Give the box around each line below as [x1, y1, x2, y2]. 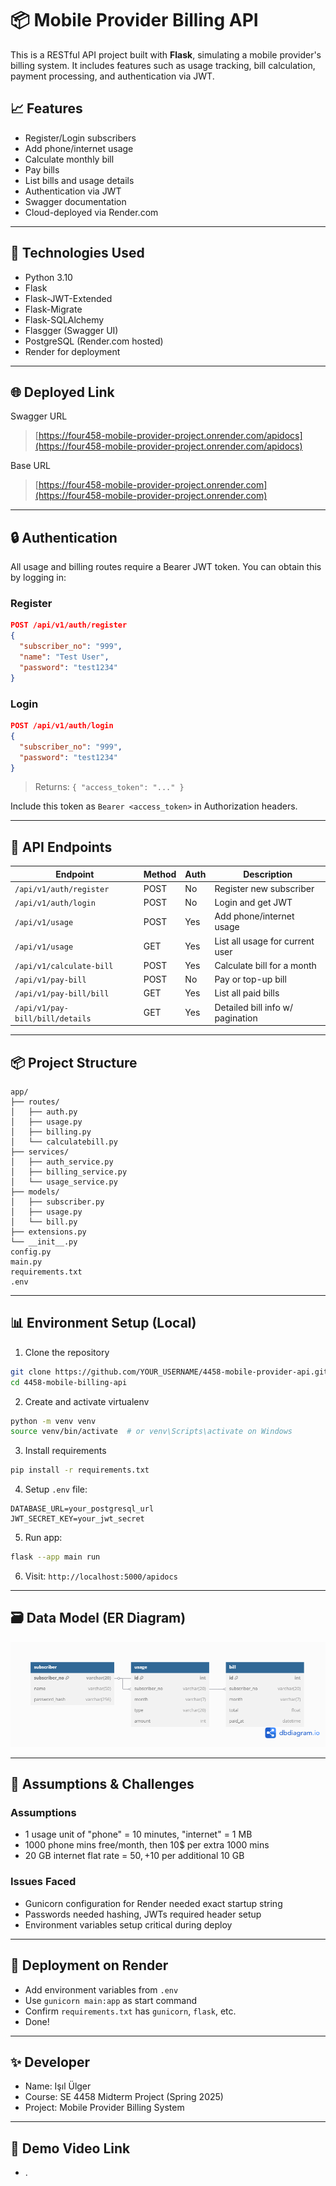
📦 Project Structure [10, 1054, 138, 1071]
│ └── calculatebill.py [10, 1137, 118, 1147]
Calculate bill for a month [214, 959, 317, 971]
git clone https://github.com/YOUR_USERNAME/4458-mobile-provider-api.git [10, 1367, 329, 1377]
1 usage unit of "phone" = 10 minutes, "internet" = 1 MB [24, 1828, 253, 1841]
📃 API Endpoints [10, 838, 113, 856]
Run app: [24, 1532, 63, 1544]
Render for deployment [24, 345, 121, 357]
